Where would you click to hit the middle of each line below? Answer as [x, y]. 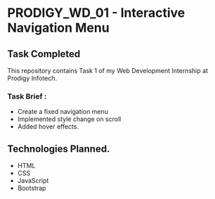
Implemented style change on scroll [69, 119]
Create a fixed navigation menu [63, 112]
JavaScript [33, 181]
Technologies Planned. [59, 149]
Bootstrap [32, 188]
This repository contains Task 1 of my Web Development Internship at [108, 71]
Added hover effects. [48, 127]
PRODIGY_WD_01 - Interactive [96, 13]
